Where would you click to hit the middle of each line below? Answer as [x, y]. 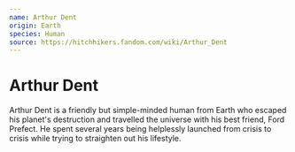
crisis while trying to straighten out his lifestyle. [95, 139]
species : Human [37, 34]
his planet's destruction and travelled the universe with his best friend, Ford [147, 119]
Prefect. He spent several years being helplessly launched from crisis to [140, 129]
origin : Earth [35, 26]
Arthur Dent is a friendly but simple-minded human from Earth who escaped [148, 110]
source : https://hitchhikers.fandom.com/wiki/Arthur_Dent [118, 42]
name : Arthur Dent [43, 17]
